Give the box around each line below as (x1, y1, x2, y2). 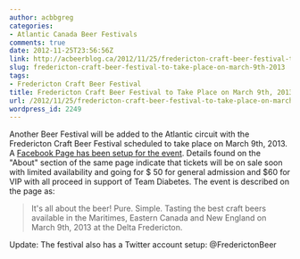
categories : (9, 21, 54, 30)
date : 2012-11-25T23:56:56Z (9, 46, 114, 55)
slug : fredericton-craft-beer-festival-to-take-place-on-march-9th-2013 (9, 63, 286, 72)
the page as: (9, 186, 55, 196)
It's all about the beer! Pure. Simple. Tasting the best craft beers (30, 203, 266, 214)
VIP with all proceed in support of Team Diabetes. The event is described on (9, 176, 290, 188)
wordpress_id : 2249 (9, 104, 82, 113)
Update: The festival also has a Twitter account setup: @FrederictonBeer (9, 239, 277, 250)
